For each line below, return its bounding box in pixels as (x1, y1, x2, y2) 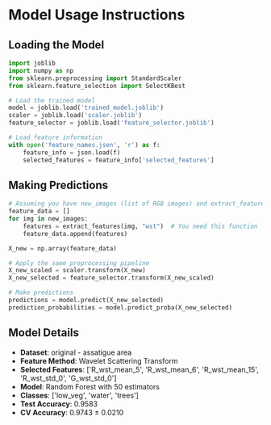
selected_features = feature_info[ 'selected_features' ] (23, 156, 215, 164)
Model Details (8, 326, 79, 340)
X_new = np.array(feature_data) (8, 244, 117, 252)
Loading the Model (8, 38, 105, 52)
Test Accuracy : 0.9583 (19, 398, 98, 409)
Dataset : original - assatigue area (19, 347, 132, 357)
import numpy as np (8, 66, 74, 74)
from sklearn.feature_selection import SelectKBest (8, 82, 186, 90)
